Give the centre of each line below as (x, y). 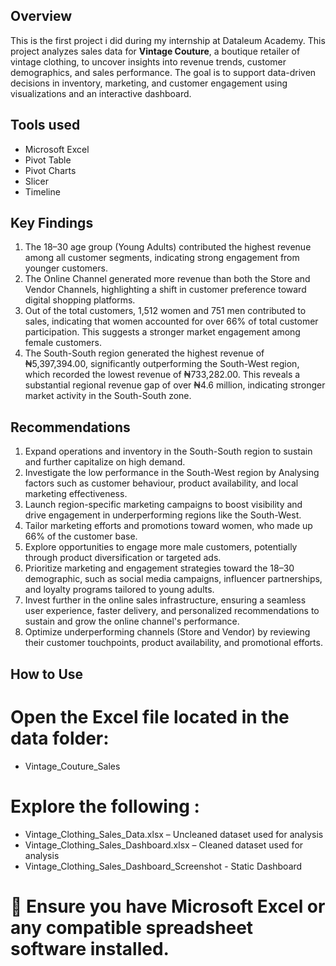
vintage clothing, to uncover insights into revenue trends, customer (148, 61)
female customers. (63, 343)
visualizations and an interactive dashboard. (101, 93)
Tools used (45, 125)
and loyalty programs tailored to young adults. (119, 590)
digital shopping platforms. (80, 300)
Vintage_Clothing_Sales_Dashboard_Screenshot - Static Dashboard (163, 866)
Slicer (36, 181)
